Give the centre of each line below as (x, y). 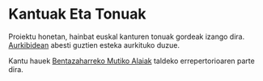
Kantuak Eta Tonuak (77, 14)
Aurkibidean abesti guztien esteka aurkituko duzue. (94, 45)
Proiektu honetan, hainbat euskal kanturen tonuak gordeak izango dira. (127, 36)
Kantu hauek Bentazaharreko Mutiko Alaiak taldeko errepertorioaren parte (131, 61)
